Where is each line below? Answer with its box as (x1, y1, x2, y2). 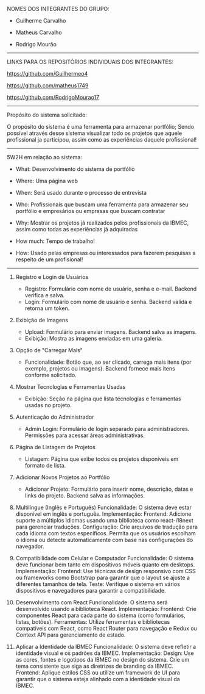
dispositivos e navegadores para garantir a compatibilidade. (15, 587, 166, 594)
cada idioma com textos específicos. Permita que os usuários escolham (15, 530, 196, 537)
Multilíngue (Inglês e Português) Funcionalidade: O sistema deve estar (15, 504, 192, 511)
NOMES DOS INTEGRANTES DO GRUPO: (7, 5, 110, 12)
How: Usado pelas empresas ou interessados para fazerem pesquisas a (15, 250, 196, 256)
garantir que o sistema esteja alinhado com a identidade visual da (15, 676, 180, 682)
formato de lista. (24, 462, 66, 469)
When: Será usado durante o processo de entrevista (15, 189, 147, 196)
